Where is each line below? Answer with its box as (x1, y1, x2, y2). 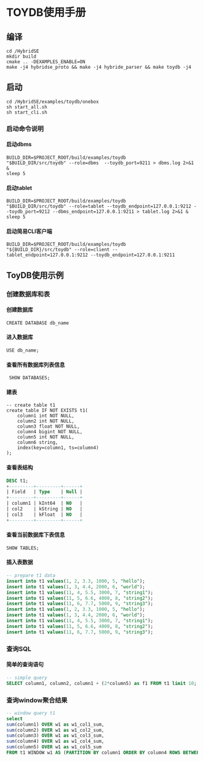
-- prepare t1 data (6, 572, 56, 579)
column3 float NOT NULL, (17, 423, 80, 429)
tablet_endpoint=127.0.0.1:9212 (6, 252, 88, 259)
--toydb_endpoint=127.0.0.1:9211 (90, 252, 175, 259)
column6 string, (17, 439, 59, 446)
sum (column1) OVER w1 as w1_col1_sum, (6, 721, 104, 728)
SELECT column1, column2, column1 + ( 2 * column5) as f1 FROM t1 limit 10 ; (6, 680, 197, 686)
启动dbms (6, 141, 32, 148)
